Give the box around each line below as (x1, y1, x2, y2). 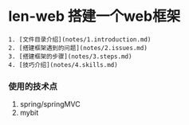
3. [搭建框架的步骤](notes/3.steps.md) (8, 53, 132, 61)
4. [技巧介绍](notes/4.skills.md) (8, 61, 118, 68)
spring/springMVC (19, 100, 81, 109)
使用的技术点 (8, 80, 58, 92)
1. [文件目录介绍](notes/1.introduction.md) (8, 35, 152, 44)
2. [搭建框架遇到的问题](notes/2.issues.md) (8, 44, 148, 52)
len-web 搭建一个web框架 (8, 7, 181, 25)
